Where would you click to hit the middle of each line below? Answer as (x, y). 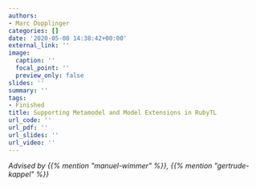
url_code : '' (30, 120)
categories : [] (34, 30)
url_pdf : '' (28, 128)
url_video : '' (32, 142)
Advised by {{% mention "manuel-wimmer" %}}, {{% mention (110, 165)
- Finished (26, 105)
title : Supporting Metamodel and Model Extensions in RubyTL (113, 113)
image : (19, 53)
